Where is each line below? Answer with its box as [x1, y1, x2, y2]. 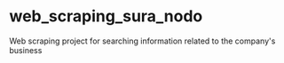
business [9, 44, 43, 55]
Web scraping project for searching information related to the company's [9, 35, 276, 46]
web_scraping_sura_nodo [9, 6, 203, 27]
